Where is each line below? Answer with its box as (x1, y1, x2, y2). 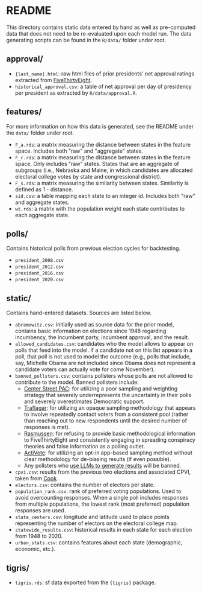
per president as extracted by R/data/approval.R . (14, 89, 137, 97)
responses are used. (14, 507, 66, 514)
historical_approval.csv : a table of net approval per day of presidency (14, 83, 192, 90)
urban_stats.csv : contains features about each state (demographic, (14, 539, 183, 546)
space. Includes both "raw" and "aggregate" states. (14, 147, 143, 154)
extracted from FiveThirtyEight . (14, 76, 92, 83)
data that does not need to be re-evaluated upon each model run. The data (6, 30, 192, 37)
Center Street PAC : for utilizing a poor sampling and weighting (23, 385, 178, 392)
